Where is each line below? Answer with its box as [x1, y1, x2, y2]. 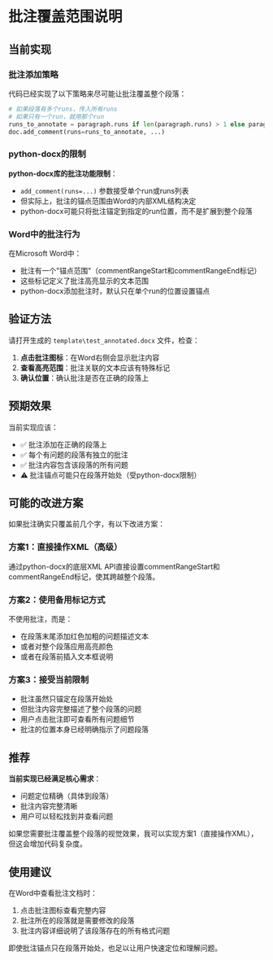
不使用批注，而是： [8, 614, 73, 623]
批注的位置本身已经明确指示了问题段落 [19, 725, 149, 735]
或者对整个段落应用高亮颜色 [19, 642, 114, 651]
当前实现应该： [8, 422, 58, 432]
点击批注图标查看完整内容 [19, 905, 106, 915]
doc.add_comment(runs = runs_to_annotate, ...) [8, 128, 165, 136]
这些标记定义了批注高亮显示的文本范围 [19, 276, 149, 286]
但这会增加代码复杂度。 [8, 839, 87, 849]
